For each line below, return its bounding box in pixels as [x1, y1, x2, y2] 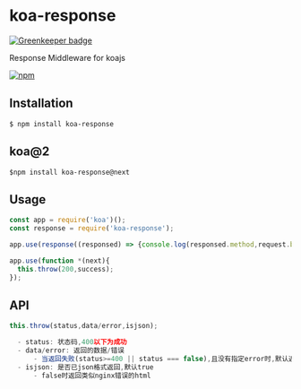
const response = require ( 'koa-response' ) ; [9, 224, 175, 233]
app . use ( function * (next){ [9, 256, 110, 265]
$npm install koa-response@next [9, 168, 130, 177]
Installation [9, 96, 73, 111]
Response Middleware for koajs [9, 52, 125, 63]
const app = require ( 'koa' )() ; [9, 216, 126, 225]
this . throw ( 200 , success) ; [17, 264, 115, 273]
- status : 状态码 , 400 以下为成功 [17, 338, 127, 347]
